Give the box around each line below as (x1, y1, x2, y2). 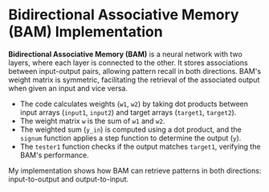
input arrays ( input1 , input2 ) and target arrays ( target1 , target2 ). (19, 107, 237, 117)
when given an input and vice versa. (8, 83, 128, 93)
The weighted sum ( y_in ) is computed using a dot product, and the (19, 125, 243, 134)
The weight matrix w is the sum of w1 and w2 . (19, 116, 165, 125)
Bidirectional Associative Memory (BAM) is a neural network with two (8, 49, 243, 59)
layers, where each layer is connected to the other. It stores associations (8, 58, 248, 67)
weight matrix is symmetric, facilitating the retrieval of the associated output (8, 75, 260, 84)
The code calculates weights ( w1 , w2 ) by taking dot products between (19, 99, 249, 108)
